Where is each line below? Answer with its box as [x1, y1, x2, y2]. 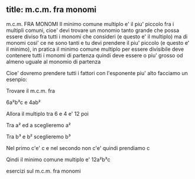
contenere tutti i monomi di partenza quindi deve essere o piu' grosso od [6, 51, 183, 58]
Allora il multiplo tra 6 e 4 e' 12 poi [6, 110, 89, 117]
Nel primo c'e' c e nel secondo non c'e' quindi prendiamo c [6, 144, 150, 151]
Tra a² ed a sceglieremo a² [6, 121, 71, 129]
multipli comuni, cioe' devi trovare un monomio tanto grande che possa [6, 27, 180, 34]
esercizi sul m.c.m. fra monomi [6, 167, 81, 174]
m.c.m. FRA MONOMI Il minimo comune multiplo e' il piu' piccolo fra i [6, 20, 174, 27]
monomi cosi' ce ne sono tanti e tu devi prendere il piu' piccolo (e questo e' [6, 39, 190, 46]
